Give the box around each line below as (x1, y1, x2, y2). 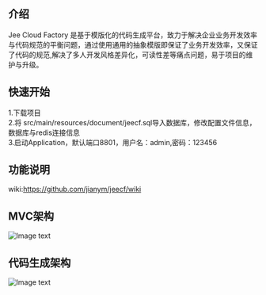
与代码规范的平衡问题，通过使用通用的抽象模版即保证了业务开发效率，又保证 (8, 40, 258, 49)
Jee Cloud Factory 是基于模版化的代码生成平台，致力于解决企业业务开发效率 (8, 30, 257, 40)
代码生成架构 (8, 256, 71, 270)
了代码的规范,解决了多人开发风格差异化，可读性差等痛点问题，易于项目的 (8, 50, 247, 59)
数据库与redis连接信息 (8, 128, 81, 137)
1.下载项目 (8, 108, 41, 117)
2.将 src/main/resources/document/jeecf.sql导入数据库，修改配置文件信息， (8, 117, 256, 127)
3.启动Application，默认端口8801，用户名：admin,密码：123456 (8, 137, 218, 147)
